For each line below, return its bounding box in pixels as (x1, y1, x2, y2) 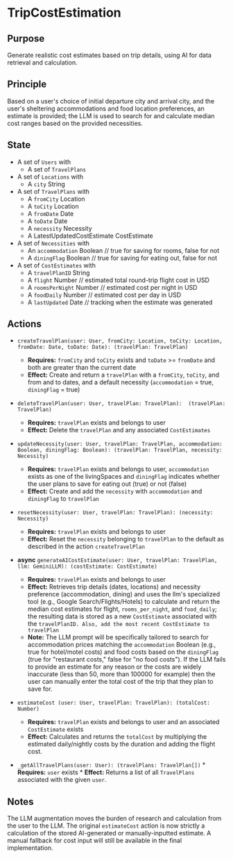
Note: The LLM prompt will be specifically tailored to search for (27, 633, 209, 641)
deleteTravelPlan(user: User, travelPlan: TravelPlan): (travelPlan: (17, 400, 226, 407)
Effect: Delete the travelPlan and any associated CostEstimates (27, 426, 211, 434)
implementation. (7, 844, 53, 852)
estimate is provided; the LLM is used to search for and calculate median (7, 111, 215, 120)
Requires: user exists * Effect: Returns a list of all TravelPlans (17, 768, 195, 776)
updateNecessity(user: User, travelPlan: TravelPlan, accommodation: (17, 441, 223, 448)
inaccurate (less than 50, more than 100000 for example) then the (27, 670, 216, 678)
